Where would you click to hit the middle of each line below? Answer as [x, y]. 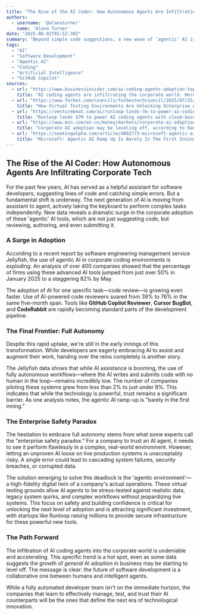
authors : [17, 17]
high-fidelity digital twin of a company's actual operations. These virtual [99, 484]
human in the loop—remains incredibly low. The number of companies [92, 381]
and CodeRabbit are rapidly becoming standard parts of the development [96, 309]
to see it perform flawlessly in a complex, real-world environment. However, [99, 447]
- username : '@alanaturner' [46, 23]
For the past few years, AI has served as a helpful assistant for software [94, 187]
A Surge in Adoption [36, 240]
